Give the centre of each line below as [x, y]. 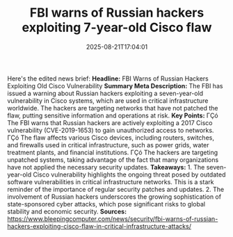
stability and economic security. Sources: [67, 211]
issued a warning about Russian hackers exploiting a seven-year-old [105, 93]
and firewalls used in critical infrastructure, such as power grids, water [109, 145]
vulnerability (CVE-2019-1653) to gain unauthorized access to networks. [111, 130]
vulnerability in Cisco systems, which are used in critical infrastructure [108, 100]
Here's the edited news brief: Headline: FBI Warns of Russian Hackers [108, 79]
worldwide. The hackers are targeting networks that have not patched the [113, 108]
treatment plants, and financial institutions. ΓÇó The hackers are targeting [113, 152]
